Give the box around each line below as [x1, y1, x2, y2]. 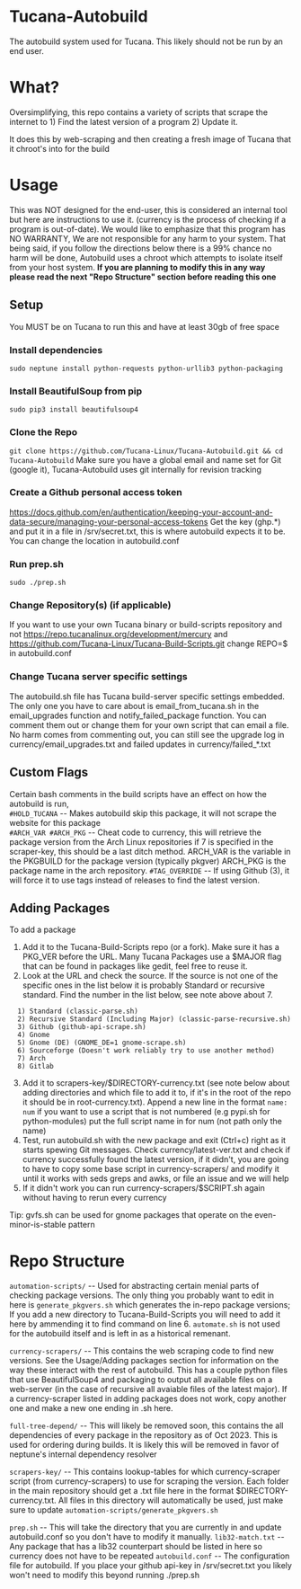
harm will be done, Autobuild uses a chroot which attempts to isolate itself [9, 252, 283, 262]
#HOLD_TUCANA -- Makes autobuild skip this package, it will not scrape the [9, 807, 277, 819]
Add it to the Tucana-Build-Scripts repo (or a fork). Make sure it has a [22, 942, 280, 953]
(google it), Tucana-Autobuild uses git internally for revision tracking [9, 464, 262, 475]
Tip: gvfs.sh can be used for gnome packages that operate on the [9, 1210, 253, 1221]
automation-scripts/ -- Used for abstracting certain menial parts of [9, 1281, 260, 1292]
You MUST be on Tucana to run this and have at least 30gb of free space [9, 321, 280, 332]
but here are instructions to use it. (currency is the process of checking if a [9, 214, 287, 225]
